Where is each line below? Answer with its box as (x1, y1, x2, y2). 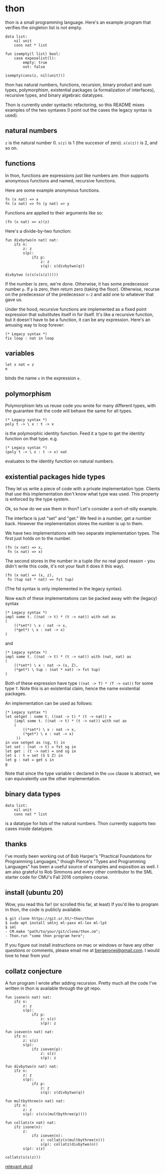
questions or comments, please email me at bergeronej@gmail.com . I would (5, 947, 160, 954)
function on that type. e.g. (5, 436, 58, 442)
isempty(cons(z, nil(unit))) (5, 73, 65, 78)
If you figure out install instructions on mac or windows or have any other (5, 942, 154, 948)
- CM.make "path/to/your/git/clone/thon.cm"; (5, 929, 100, 934)
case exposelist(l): (14, 55, 56, 61)
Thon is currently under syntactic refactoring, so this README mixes (5, 102, 145, 108)
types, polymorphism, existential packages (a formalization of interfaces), (5, 87, 156, 93)
